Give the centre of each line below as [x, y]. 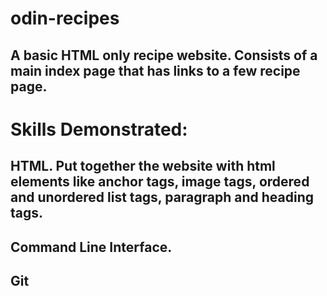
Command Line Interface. [91, 247]
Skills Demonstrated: [99, 129]
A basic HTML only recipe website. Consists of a [164, 55]
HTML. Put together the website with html [143, 166]
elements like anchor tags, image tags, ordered [160, 182]
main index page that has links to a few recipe [155, 70]
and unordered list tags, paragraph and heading [162, 197]
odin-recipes [65, 18]
